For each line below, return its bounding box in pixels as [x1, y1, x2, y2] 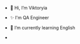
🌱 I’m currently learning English [10, 25, 75, 30]
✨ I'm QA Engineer [10, 15, 49, 20]
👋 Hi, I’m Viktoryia [10, 5, 48, 11]
